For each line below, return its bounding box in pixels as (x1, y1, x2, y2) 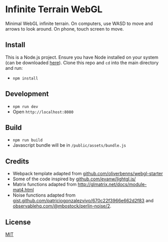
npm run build (12, 138, 43, 143)
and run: (5, 65, 23, 71)
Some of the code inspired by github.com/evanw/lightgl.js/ (12, 176, 136, 182)
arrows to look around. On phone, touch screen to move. (5, 25, 124, 32)
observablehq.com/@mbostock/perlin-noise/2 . (12, 203, 111, 209)
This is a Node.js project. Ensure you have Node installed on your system (5, 54, 159, 60)
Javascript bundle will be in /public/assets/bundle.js (12, 142, 126, 148)
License (5, 218, 31, 226)
